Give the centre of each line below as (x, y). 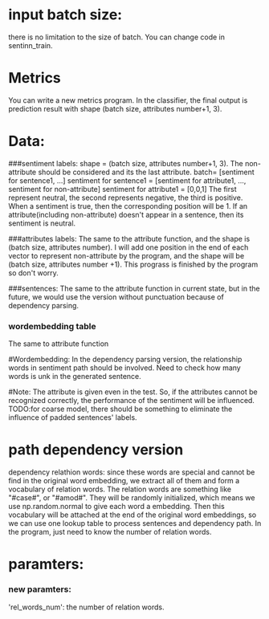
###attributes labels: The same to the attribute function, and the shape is (129, 238)
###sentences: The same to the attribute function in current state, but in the (134, 288)
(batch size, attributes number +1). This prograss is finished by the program (133, 264)
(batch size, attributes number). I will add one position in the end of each (128, 247)
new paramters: (40, 589)
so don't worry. (33, 273)
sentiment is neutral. (42, 223)
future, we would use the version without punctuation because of (116, 297)
